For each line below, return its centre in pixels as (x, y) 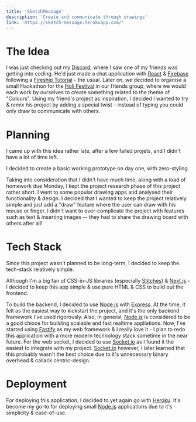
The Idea (28, 51)
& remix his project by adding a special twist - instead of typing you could (95, 105)
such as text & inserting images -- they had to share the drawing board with (97, 217)
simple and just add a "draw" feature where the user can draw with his (91, 205)
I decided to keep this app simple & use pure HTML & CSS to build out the (95, 287)
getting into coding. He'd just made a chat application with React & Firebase (97, 74)
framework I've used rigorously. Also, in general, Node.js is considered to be (98, 317)
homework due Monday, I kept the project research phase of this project (93, 186)
